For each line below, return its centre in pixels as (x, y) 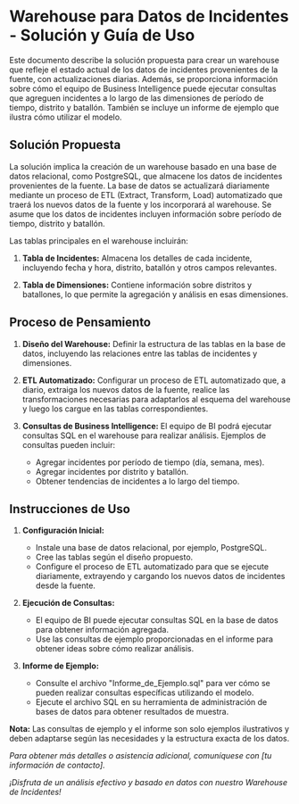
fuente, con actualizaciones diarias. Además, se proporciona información (144, 79)
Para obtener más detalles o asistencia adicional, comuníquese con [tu (141, 756)
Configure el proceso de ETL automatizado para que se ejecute (152, 567)
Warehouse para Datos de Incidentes (149, 17)
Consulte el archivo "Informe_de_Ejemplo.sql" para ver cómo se (153, 684)
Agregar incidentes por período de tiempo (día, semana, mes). (150, 462)
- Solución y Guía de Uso (102, 35)
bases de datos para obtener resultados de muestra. (132, 712)
